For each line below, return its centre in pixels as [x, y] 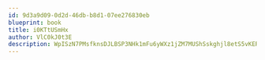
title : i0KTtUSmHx [38, 30]
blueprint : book [35, 23]
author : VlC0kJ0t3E [40, 37]
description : [30, 44]
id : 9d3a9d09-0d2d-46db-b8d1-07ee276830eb [79, 15]
